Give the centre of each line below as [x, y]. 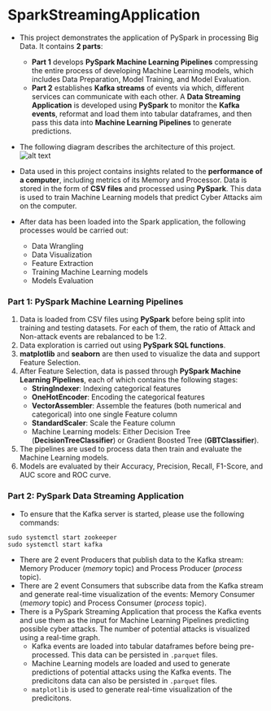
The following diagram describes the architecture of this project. [127, 146]
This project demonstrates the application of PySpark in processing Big [139, 37]
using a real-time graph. [60, 637]
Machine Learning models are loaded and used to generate [131, 663]
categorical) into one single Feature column [105, 414]
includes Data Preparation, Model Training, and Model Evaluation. [141, 79]
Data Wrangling [57, 246]
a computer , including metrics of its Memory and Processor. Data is [133, 180]
